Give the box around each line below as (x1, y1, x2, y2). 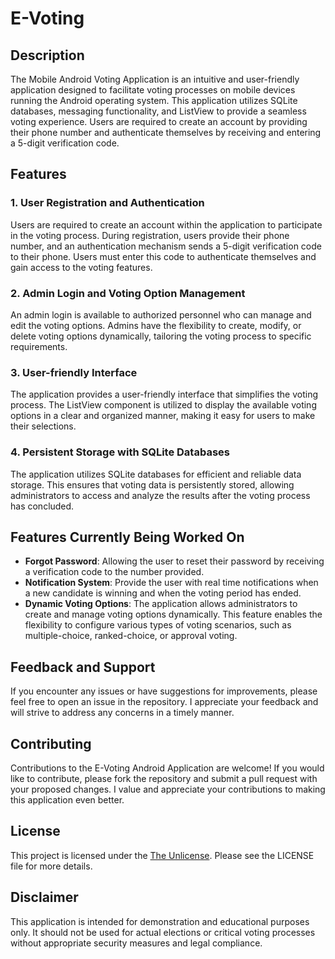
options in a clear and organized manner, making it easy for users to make (10, 410, 316, 422)
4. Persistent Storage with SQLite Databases (10, 445, 230, 459)
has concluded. (10, 500, 75, 512)
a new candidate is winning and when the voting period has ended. (24, 587, 302, 599)
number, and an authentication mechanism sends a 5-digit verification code (10, 240, 322, 252)
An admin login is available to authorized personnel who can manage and (10, 308, 312, 321)
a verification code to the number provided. (24, 566, 205, 578)
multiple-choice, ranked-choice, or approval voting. (24, 630, 238, 642)
